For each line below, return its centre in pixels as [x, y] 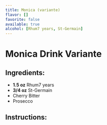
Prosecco [23, 101]
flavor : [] [17, 15]
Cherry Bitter [26, 96]
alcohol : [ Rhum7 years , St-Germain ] [44, 29]
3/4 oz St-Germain [32, 90]
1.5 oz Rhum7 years [33, 85]
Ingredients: [25, 72]
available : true [22, 24]
